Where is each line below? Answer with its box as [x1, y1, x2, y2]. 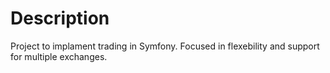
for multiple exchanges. [10, 50, 108, 62]
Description [10, 7, 110, 30]
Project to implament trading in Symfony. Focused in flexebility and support [10, 40, 320, 52]
